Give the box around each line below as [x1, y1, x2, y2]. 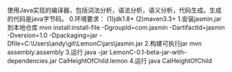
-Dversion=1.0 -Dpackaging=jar [7, 31, 98, 39]
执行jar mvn [167, 39, 202, 47]
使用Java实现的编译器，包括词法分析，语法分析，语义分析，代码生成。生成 [7, 6, 222, 14]
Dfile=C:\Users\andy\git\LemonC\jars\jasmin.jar [7, 39, 144, 47]
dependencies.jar [7, 57, 58, 64]
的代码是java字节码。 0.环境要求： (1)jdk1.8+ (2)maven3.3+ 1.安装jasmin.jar [7, 15, 222, 23]
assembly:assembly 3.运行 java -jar [7, 48, 108, 56]
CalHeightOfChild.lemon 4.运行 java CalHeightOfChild [58, 57, 213, 64]
